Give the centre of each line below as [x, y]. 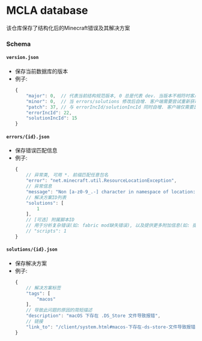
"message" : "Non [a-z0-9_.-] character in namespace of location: [111, 192]
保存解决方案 [31, 263]
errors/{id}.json [28, 137]
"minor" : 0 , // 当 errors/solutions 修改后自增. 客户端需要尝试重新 [108, 101]
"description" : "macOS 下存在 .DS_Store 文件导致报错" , [93, 316]
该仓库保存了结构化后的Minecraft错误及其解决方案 [68, 28]
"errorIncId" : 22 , [49, 113]
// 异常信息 [39, 186]
